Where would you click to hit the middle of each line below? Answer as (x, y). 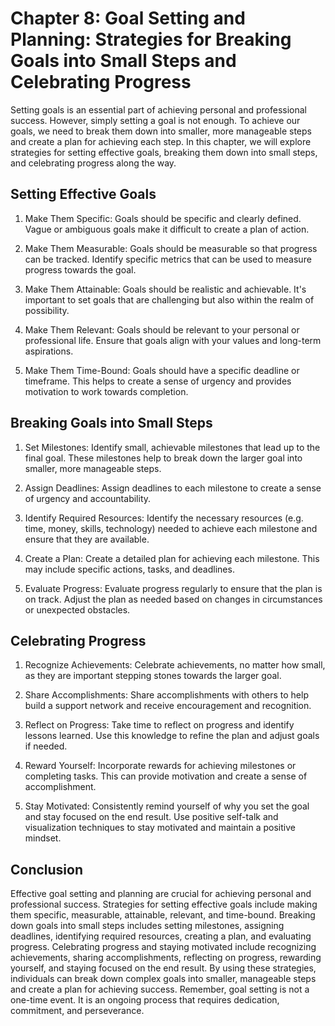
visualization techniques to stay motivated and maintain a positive (160, 828)
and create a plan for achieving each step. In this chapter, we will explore (161, 141)
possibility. (47, 310)
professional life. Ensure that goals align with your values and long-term (173, 340)
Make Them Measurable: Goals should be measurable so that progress (171, 248)
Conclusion (47, 869)
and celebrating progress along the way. (93, 163)
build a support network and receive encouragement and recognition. (168, 706)
